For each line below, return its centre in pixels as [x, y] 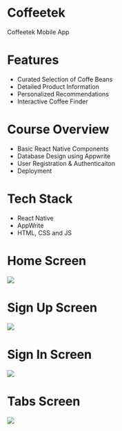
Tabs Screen [44, 401]
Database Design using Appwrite [64, 156]
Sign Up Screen [52, 307]
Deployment [34, 171]
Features [33, 60]
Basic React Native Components [63, 149]
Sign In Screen [49, 354]
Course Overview [58, 129]
